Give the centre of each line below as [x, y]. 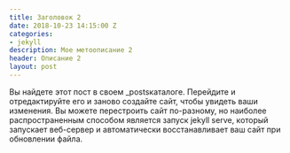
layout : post [33, 67]
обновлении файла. [46, 139]
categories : [31, 34]
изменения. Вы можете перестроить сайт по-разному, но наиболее [138, 111]
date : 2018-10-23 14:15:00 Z [63, 26]
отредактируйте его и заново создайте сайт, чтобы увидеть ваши [134, 101]
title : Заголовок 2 [45, 17]
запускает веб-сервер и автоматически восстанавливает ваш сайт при [145, 129]
